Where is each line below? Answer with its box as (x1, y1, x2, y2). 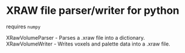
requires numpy (6, 23, 41, 30)
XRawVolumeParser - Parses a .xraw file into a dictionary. (6, 34, 145, 41)
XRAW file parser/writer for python (6, 4, 180, 17)
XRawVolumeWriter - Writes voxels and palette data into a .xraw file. (6, 40, 171, 47)
